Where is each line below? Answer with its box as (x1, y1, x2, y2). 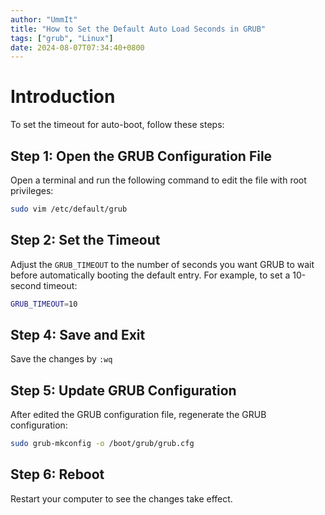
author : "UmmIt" (10, 14, 78, 25)
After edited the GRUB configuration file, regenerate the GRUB (10, 409, 267, 421)
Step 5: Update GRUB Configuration (10, 382, 237, 399)
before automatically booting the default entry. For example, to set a (10, 269, 291, 281)
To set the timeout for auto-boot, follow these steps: (10, 119, 225, 131)
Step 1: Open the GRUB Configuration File (10, 147, 273, 165)
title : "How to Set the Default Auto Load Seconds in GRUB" (10, 24, 267, 34)
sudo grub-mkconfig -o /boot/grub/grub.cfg (10, 439, 195, 449)
